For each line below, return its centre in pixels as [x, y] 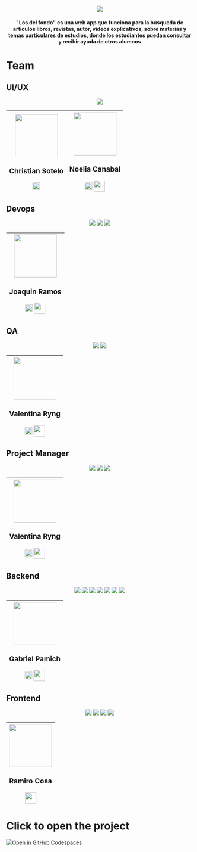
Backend [23, 576]
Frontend [23, 698]
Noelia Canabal [95, 169]
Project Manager [38, 454]
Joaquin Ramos [35, 291]
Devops [21, 209]
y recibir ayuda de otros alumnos [100, 41]
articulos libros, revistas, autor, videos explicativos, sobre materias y [100, 29]
